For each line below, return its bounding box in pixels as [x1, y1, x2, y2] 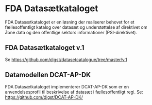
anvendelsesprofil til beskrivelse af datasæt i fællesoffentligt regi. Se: [5, 89, 143, 95]
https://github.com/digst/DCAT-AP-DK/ [5, 94, 83, 100]
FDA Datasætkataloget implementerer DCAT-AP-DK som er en [5, 84, 129, 89]
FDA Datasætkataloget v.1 [5, 43, 84, 52]
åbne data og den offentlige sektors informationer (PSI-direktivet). [5, 29, 137, 35]
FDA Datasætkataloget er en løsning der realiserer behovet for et [5, 19, 135, 25]
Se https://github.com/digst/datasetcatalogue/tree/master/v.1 [5, 57, 127, 63]
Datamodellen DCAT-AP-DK [5, 71, 91, 79]
